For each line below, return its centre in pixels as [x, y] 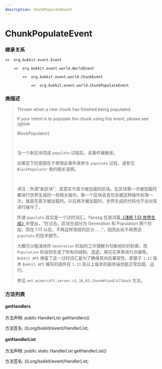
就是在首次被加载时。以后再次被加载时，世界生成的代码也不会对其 [91, 201]
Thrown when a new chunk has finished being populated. [74, 109]
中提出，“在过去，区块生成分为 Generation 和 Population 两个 [87, 223]
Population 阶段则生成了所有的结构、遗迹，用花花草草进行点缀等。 [84, 252]
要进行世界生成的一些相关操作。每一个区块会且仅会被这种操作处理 [83, 195]
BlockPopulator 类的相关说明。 [48, 169]
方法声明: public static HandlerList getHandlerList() [56, 351]
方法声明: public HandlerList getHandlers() [47, 318]
